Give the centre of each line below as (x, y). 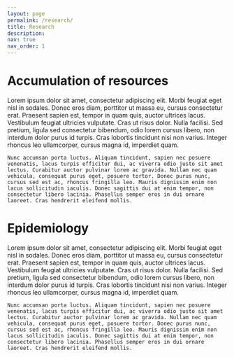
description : (26, 33)
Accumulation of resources (88, 81)
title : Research (31, 27)
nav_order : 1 (26, 46)
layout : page (26, 14)
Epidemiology (48, 229)
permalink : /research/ (40, 20)
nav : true (22, 40)
